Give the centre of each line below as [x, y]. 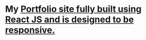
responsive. [30, 30]
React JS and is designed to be [70, 20]
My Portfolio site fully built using [73, 9]
